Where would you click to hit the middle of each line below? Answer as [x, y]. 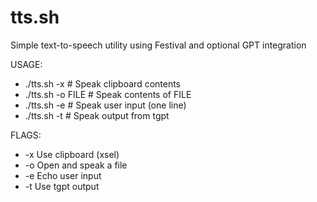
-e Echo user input [63, 175]
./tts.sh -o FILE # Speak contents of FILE [108, 94]
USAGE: [26, 64]
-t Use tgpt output [62, 186]
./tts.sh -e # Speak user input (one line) [105, 105]
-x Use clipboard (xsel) [72, 154]
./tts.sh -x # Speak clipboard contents [103, 83]
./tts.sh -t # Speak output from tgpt [97, 115]
